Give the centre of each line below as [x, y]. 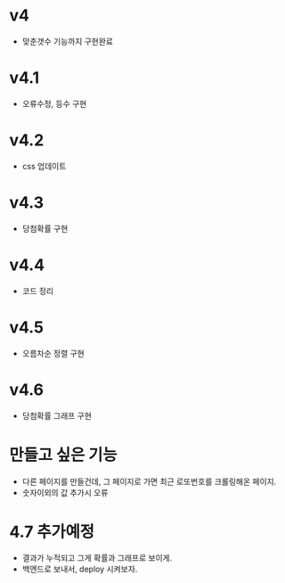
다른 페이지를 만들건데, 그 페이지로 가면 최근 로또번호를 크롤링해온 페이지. [149, 481]
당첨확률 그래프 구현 [57, 415]
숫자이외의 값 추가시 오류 [65, 492]
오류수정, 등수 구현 [54, 103]
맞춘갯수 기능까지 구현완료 [68, 41]
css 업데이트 [44, 166]
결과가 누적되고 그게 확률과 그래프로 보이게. [97, 558]
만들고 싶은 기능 [63, 455]
